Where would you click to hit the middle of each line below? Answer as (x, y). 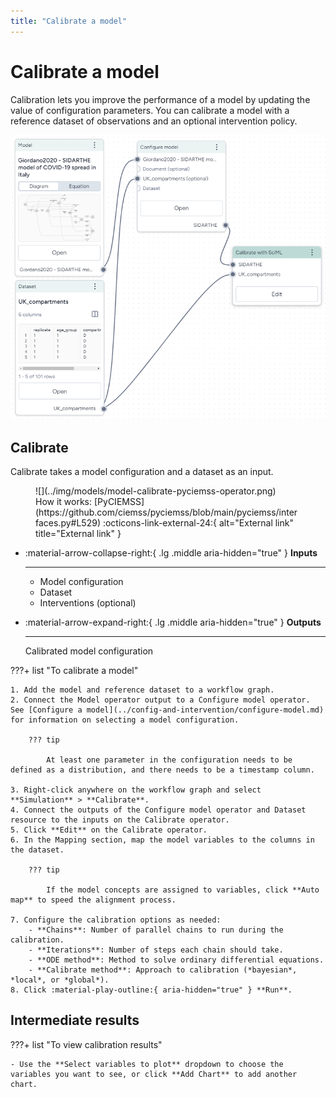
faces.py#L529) (68, 522)
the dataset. (37, 850)
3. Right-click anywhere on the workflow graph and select (136, 790)
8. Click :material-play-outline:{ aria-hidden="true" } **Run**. (151, 990)
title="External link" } (78, 533)
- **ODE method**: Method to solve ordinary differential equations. (176, 960)
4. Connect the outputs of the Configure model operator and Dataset (158, 810)
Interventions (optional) (88, 602)
